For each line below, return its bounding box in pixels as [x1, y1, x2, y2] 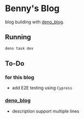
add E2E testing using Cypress [12, 85, 72, 91]
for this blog [5, 74, 34, 81]
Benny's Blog [5, 3, 60, 14]
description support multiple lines [12, 108, 79, 114]
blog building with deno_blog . [5, 19, 65, 25]
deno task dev [5, 46, 34, 51]
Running [5, 33, 32, 41]
